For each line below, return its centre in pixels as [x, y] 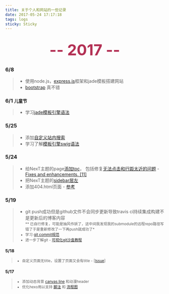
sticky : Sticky [21, 24]
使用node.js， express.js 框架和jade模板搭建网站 [74, 81]
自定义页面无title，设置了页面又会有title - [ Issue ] [64, 261]
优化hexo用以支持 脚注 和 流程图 [50, 287]
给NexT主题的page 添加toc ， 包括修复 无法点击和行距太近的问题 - [92, 168]
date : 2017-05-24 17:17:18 [34, 15]
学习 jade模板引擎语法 [47, 112]
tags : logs [17, 19]
